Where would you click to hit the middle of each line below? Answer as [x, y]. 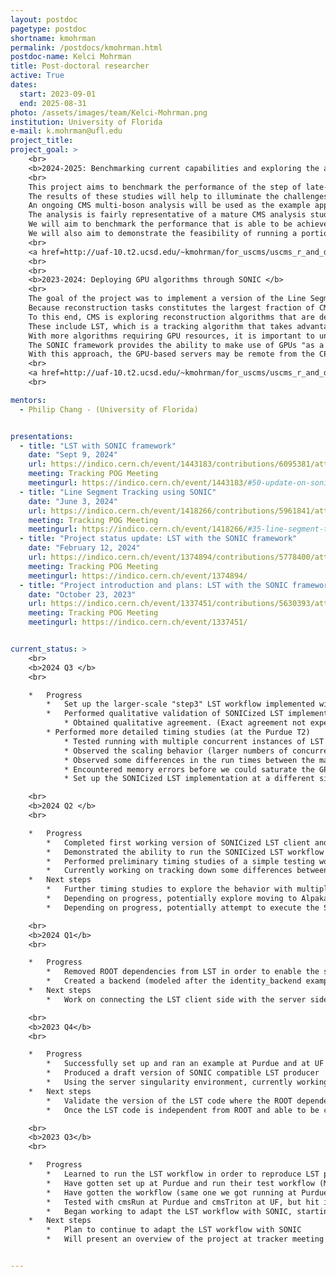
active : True [37, 76]
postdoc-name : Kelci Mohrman [71, 57]
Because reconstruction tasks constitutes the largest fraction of [171, 308]
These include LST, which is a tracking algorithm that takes [160, 326]
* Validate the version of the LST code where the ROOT [169, 1101]
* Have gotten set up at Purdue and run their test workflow [180, 1183]
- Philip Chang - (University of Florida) [109, 409]
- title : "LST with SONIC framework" [98, 446]
